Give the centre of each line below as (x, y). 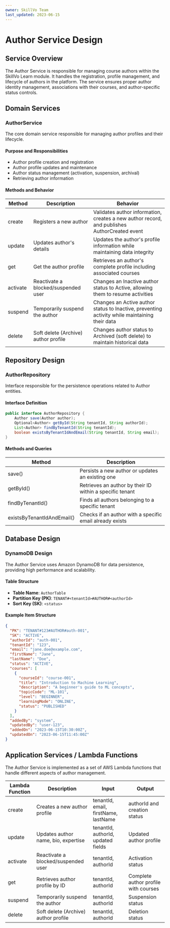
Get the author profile (59, 266)
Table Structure (22, 581)
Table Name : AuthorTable (39, 593)
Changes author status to (123, 329)
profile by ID (51, 885)
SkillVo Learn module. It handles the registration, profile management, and (83, 76)
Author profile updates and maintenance (55, 168)
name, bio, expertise (60, 840)
